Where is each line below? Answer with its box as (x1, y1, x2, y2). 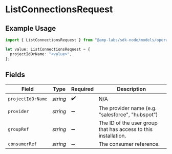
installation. (98, 132, 126, 139)
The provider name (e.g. (98, 105, 157, 112)
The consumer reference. (98, 141, 160, 148)
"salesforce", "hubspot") (98, 111, 158, 118)
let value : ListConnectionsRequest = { (5, 47, 91, 52)
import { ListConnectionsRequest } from (5, 37, 93, 42)
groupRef (8, 126, 29, 133)
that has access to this (98, 126, 153, 133)
